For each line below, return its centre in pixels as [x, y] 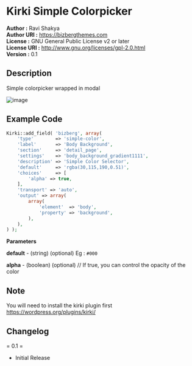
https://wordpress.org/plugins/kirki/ [51, 312]
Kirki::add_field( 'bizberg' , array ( [54, 133]
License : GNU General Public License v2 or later [68, 41]
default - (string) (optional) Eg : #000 [52, 253]
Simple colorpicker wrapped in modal [53, 88]
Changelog [28, 331]
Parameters [21, 241]
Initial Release [33, 357]
